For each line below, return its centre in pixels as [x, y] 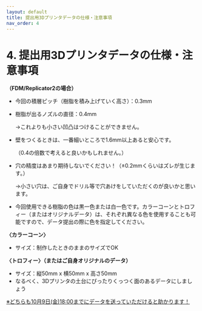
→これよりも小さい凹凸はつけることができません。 [79, 127]
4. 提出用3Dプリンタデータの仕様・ [94, 55]
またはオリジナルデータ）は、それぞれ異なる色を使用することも [111, 214]
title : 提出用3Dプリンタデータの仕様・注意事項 [59, 18]
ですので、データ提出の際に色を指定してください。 [84, 222]
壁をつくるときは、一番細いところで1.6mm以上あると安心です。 [95, 140]
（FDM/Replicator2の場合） [42, 88]
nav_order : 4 [23, 23]
